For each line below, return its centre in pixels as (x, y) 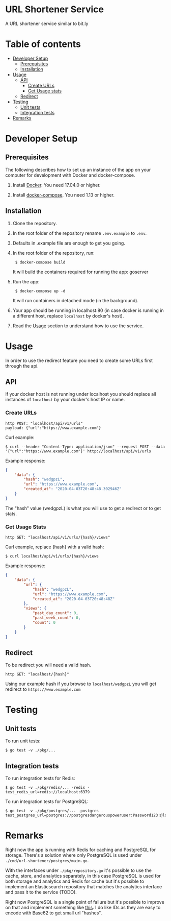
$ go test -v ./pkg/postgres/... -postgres (52, 811)
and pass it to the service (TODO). (41, 892)
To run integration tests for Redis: (40, 778)
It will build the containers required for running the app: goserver (80, 272)
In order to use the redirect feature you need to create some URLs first (79, 360)
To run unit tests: (23, 741)
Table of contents (43, 44)
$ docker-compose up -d (40, 291)
